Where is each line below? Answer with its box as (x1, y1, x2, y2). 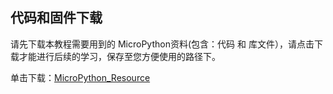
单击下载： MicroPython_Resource (10, 71, 151, 83)
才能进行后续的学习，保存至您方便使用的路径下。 (18, 50, 221, 62)
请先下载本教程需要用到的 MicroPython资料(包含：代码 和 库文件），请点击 (10, 38, 315, 50)
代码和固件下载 (10, 9, 103, 27)
